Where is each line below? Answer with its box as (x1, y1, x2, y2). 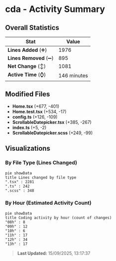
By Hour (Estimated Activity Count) (5, 200, 92, 207)
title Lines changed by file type (5, 175, 77, 180)
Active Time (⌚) (7, 71, 46, 78)
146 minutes (58, 72, 88, 79)
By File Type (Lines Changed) (5, 159, 77, 166)
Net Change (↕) (7, 63, 46, 69)
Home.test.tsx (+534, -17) (12, 108, 67, 114)
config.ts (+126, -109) (12, 114, 58, 120)
